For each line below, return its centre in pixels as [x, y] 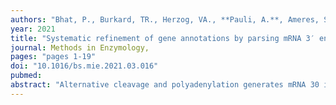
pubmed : [26, 76]
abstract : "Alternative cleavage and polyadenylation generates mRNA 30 [165, 85]
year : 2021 [33, 29]
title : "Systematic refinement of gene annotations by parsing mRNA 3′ [162, 38]
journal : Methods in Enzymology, [80, 47]
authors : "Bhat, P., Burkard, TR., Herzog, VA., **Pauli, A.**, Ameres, [165, 19]
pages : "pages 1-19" [53, 57]
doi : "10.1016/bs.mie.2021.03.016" [84, 66]
